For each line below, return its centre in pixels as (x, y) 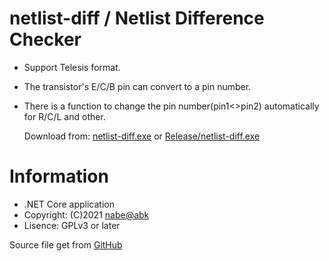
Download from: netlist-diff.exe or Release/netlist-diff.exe (142, 136)
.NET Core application (69, 204)
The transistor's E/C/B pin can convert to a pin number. (137, 86)
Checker (45, 39)
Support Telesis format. (72, 67)
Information (59, 176)
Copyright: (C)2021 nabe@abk (86, 214)
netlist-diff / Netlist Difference (137, 18)
